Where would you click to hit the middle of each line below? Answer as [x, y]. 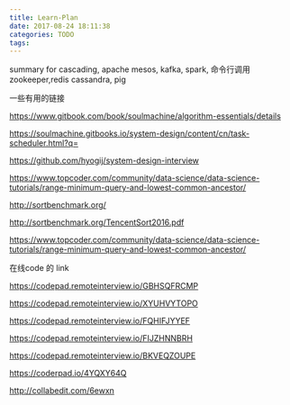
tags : [19, 43]
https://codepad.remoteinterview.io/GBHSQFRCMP [104, 286]
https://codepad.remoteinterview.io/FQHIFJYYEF [100, 321]
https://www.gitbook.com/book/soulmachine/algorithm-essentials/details [145, 116]
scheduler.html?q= [44, 143]
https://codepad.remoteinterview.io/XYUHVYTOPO [104, 303]
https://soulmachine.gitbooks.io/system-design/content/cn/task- [130, 134]
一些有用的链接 [37, 98]
